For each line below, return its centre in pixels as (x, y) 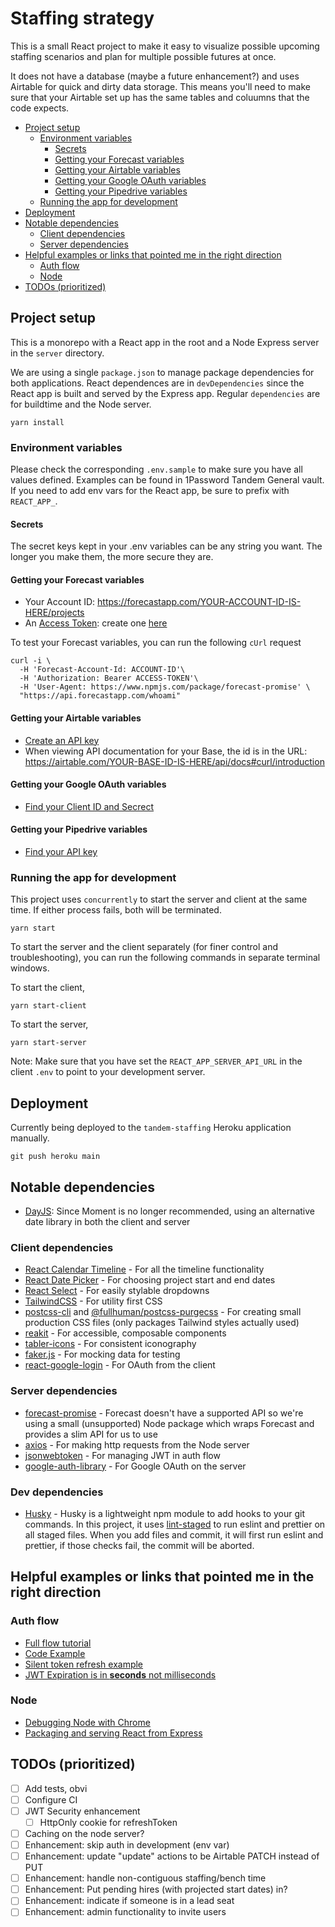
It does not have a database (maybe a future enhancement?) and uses (155, 76)
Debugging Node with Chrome (87, 1722)
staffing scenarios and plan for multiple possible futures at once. (143, 56)
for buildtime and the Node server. (81, 404)
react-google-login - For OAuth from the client (120, 1365)
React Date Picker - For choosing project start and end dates (150, 1280)
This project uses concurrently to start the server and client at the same (159, 899)
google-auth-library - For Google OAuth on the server (135, 1466)
